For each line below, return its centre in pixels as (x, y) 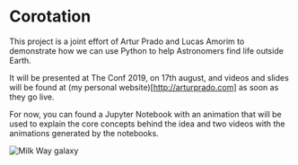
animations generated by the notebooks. (84, 133)
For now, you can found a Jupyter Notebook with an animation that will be (146, 114)
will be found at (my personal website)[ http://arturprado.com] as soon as (144, 87)
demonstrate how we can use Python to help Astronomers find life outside (147, 50)
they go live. (32, 97)
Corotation (50, 17)
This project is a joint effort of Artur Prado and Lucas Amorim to (127, 41)
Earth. (20, 60)
